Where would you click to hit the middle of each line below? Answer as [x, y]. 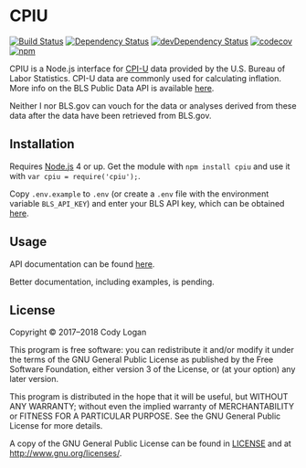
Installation [42, 144]
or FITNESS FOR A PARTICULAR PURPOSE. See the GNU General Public [145, 416]
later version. [34, 379]
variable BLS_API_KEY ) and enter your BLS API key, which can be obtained [147, 203]
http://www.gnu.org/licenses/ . [66, 453]
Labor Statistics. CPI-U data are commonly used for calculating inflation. [145, 78]
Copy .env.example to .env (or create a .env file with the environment [139, 194]
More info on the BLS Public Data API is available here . [112, 88]
